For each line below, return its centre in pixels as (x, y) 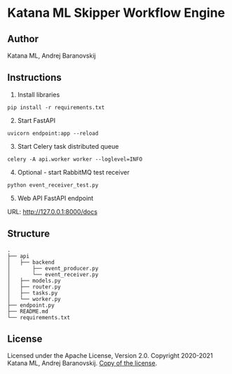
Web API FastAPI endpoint (55, 198)
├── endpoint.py (31, 305)
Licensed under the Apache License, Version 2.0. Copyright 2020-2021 (110, 356)
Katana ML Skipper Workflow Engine (116, 13)
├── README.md (28, 311)
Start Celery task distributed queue (68, 146)
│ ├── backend (31, 262)
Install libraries (39, 94)
